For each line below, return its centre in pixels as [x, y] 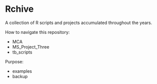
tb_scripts [22, 52]
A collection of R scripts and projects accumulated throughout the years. [79, 23]
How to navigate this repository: [37, 32]
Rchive [19, 9]
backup [20, 76]
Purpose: [14, 61]
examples [22, 71]
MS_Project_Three [31, 47]
